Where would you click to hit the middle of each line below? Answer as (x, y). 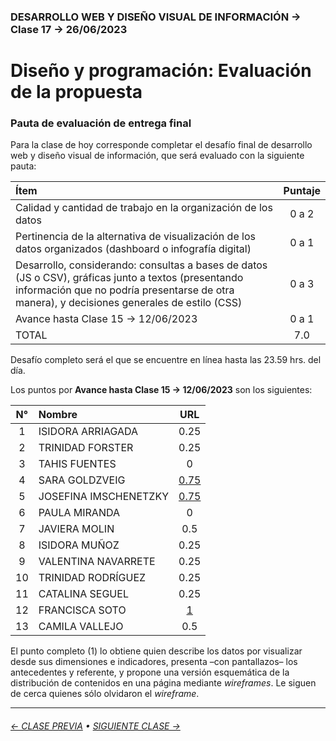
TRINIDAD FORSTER (86, 448)
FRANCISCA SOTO (82, 610)
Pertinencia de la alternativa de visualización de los (135, 237)
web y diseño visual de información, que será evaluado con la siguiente (157, 156)
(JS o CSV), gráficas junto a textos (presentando (129, 278)
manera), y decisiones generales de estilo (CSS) (129, 303)
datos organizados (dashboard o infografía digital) (133, 249)
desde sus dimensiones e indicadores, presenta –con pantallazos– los (154, 662)
